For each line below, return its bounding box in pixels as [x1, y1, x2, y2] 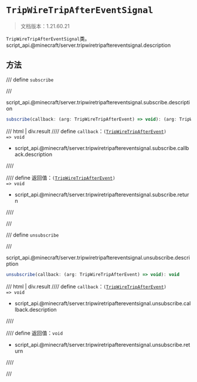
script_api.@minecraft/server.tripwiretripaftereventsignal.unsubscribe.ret [14, 341, 191, 348]
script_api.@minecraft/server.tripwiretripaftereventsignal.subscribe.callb [14, 144, 189, 151]
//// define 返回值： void [6, 329, 63, 336]
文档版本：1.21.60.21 [20, 22, 70, 29]
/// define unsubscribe [6, 231, 59, 238]
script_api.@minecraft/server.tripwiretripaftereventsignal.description [6, 42, 171, 49]
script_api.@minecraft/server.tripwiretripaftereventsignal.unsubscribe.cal [14, 299, 191, 306]
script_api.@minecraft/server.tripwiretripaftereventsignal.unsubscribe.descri [6, 254, 191, 261]
